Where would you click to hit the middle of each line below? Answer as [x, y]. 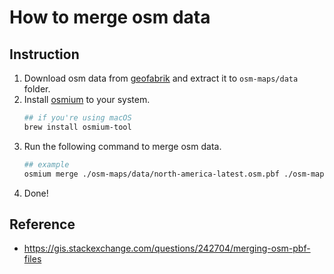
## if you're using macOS [77, 118]
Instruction [44, 54]
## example [46, 164]
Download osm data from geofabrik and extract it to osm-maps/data [161, 78]
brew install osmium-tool [77, 127]
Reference [42, 224]
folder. [37, 89]
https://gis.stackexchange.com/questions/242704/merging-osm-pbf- [167, 248]
